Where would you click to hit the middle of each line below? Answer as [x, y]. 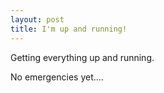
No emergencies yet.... [57, 77]
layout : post [37, 19]
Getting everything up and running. [82, 57]
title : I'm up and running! [69, 29]
